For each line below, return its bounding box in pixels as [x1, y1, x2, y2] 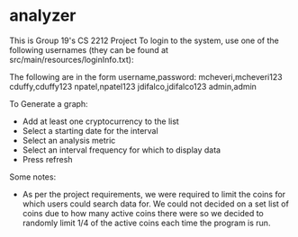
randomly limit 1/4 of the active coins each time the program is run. [22, 217, 271, 228]
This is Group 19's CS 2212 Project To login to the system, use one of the [9, 35, 279, 46]
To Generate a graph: [9, 98, 88, 109]
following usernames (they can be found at [9, 44, 169, 55]
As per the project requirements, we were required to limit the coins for [22, 189, 286, 199]
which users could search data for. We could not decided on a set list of [22, 198, 290, 209]
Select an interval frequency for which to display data [22, 145, 221, 155]
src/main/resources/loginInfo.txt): [9, 54, 134, 65]
